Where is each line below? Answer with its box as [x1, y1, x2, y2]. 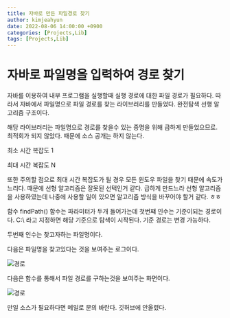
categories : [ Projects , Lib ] [7, 29, 88, 36]
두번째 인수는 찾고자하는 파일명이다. [7, 231, 103, 239]
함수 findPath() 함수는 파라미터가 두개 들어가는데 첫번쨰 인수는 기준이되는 [7, 207, 204, 216]
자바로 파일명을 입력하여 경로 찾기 [7, 67, 185, 83]
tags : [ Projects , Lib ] [7, 36, 69, 43]
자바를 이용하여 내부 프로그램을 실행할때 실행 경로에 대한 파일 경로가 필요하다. [7, 91, 214, 100]
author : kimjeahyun [7, 16, 63, 23]
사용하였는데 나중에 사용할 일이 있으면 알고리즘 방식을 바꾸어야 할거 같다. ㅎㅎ [14, 193, 222, 201]
